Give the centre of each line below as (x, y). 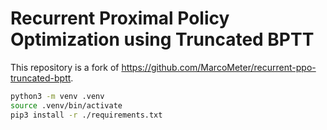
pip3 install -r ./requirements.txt (86, 115)
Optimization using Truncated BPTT (162, 39)
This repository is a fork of (65, 67)
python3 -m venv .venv (57, 96)
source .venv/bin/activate (66, 105)
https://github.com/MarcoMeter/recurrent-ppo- (219, 67)
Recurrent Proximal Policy (120, 18)
